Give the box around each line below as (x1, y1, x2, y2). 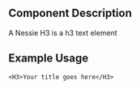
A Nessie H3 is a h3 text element (8, 28, 117, 37)
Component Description (8, 6, 132, 20)
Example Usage (8, 52, 89, 66)
